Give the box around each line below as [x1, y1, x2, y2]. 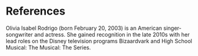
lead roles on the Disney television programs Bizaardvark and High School [5, 37, 193, 44]
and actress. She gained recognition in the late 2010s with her [34, 30, 190, 38]
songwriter [5, 30, 33, 38]
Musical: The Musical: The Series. [5, 44, 91, 51]
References [5, 4, 65, 18]
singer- [163, 24, 182, 32]
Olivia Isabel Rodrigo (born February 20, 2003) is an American [5, 24, 163, 32]
